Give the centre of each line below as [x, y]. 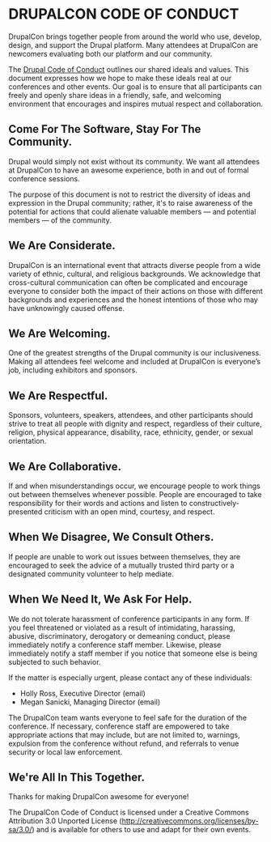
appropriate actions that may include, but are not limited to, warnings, [124, 734]
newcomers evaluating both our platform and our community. [110, 53]
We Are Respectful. [58, 395]
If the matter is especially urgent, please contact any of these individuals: [130, 678]
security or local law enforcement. [66, 752]
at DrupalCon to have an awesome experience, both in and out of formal [129, 170]
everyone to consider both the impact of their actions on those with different [135, 291]
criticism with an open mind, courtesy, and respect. [129, 512]
